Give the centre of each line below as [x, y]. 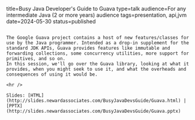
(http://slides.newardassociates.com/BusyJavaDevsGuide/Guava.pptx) [94, 111]
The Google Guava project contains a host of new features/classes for [97, 38]
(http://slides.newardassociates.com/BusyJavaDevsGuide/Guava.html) [94, 101]
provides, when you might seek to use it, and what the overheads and [96, 69]
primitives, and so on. [36, 59]
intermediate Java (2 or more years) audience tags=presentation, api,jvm [97, 15]
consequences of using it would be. [52, 74]
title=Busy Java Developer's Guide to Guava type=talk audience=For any [96, 9]
